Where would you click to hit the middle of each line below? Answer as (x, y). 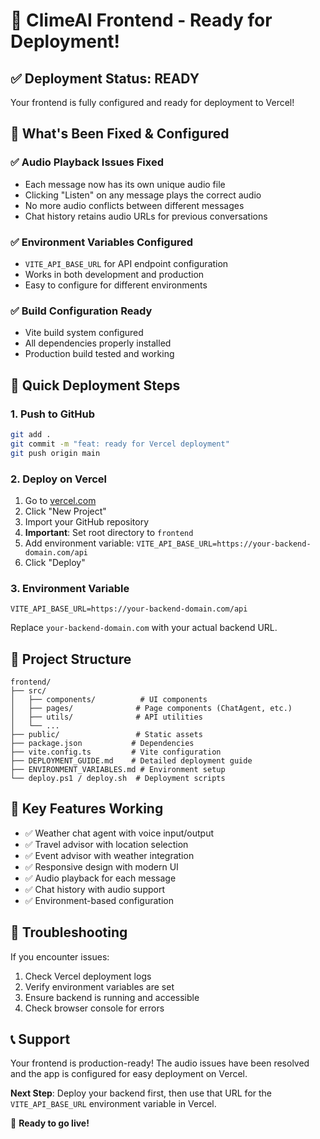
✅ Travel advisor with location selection (106, 844)
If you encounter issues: (60, 956)
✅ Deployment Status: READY (105, 78)
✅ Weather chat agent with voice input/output (119, 833)
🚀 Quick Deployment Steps (95, 385)
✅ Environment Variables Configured (102, 242)
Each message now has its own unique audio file (125, 184)
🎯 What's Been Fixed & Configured (120, 134)
